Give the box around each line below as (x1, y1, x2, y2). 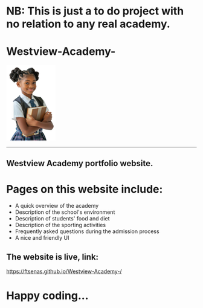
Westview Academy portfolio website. (6, 158, 153, 168)
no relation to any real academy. (6, 17, 170, 31)
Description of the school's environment (14, 208, 115, 216)
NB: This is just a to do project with (6, 4, 184, 18)
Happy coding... (6, 289, 89, 303)
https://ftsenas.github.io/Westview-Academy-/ (6, 268, 122, 275)
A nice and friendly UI (14, 234, 69, 242)
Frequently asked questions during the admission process (14, 228, 159, 235)
